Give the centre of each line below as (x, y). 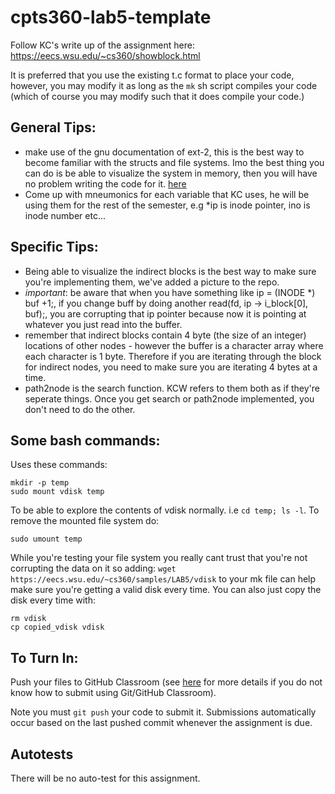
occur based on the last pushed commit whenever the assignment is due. (161, 723)
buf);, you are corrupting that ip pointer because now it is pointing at (165, 313)
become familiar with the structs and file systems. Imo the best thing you (174, 162)
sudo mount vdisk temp (57, 492)
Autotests (42, 754)
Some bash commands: (85, 440)
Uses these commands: (59, 465)
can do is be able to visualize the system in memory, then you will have (171, 173)
